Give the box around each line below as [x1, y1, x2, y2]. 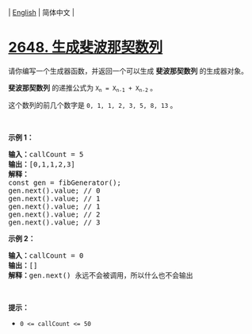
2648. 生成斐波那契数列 [8, 39, 163, 56]
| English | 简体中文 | [8, 8, 75, 17]
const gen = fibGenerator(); [8, 179, 121, 187]
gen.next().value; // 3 [8, 218, 101, 227]
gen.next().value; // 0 [8, 186, 101, 195]
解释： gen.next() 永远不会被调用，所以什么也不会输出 [8, 271, 193, 280]
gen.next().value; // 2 [8, 210, 101, 219]
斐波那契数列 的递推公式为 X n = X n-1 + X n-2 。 [8, 83, 158, 94]
